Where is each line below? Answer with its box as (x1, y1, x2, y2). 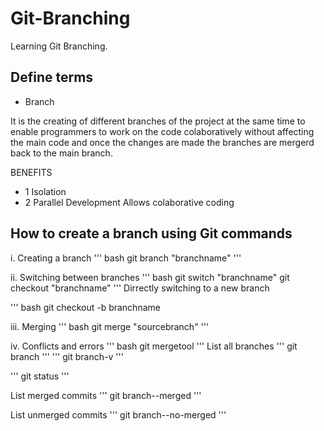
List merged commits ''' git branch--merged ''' (10, 389, 202, 401)
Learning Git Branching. (10, 40, 108, 52)
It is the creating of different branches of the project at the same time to (10, 115, 306, 127)
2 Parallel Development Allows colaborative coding (24, 196, 235, 208)
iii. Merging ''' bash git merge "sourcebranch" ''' (10, 320, 210, 332)
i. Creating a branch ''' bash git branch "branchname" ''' (10, 252, 242, 264)
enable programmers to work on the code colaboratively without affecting (10, 125, 315, 137)
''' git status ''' (10, 370, 70, 382)
